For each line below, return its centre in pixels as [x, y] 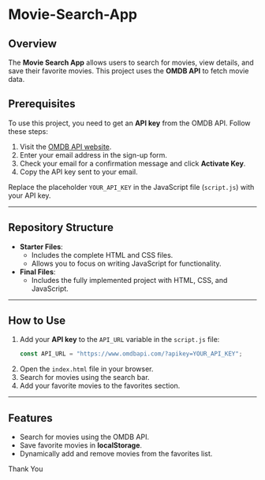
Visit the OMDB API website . [65, 147]
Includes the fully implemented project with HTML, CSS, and [129, 280]
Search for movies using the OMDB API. [84, 437]
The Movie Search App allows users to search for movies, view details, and [131, 62]
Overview [33, 44]
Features [30, 418]
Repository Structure [61, 227]
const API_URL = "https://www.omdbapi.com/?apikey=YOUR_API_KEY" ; [131, 354]
